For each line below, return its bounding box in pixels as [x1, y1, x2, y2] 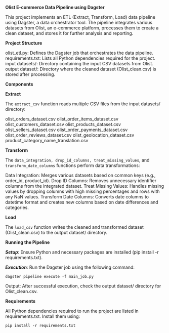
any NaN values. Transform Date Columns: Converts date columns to [5, 194, 149, 199]
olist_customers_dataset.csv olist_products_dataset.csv [5, 121, 121, 127]
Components [5, 81, 33, 87]
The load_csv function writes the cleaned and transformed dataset [5, 224, 144, 230]
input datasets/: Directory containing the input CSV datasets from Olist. [5, 61, 153, 66]
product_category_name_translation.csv [5, 138, 89, 143]
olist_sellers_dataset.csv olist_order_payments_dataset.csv [5, 127, 128, 133]
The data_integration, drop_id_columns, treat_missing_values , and [5, 157, 150, 163]
